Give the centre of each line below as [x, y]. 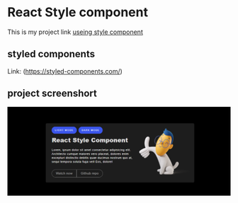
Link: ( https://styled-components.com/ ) [65, 71]
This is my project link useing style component [75, 32]
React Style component [78, 12]
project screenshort [52, 94]
